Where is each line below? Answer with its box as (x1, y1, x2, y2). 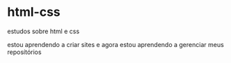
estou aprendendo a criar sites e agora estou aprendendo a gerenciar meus (7, 40, 224, 48)
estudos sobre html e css (7, 27, 80, 35)
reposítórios (7, 48, 42, 56)
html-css (7, 4, 61, 20)
